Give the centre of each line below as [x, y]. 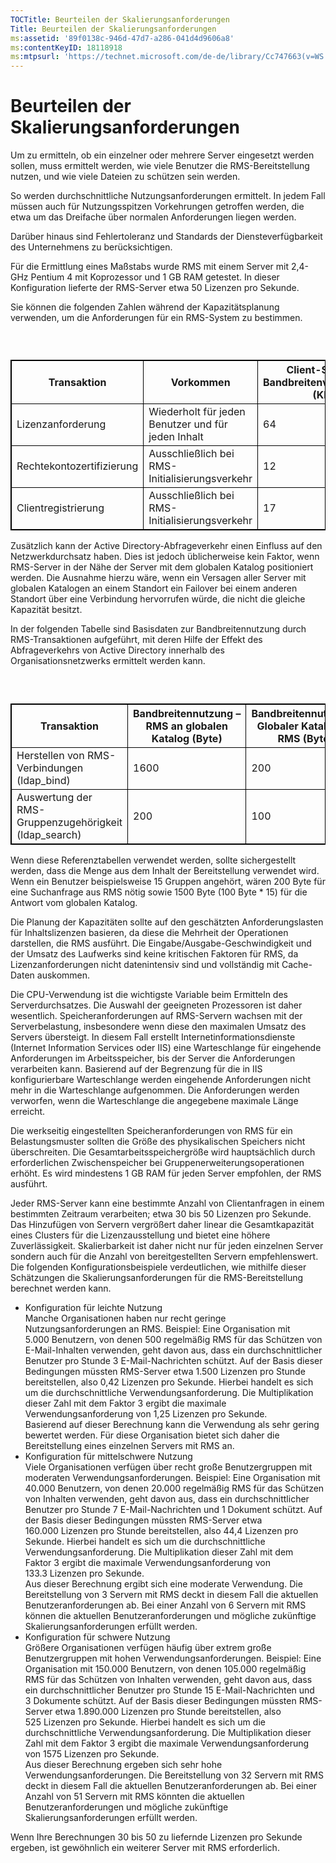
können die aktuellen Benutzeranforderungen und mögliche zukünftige [170, 1615]
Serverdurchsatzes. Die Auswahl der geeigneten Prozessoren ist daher [156, 1005]
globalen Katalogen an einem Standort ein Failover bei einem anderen [154, 588]
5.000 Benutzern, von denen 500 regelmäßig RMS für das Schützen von [173, 1339]
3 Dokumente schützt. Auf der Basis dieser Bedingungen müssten [160, 1700]
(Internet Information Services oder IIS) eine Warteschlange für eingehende [166, 1047]
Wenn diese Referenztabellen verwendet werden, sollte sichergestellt [153, 860]
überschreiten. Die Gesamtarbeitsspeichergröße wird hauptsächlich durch [163, 1152]
